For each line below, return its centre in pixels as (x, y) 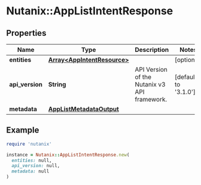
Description (152, 50)
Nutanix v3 (150, 84)
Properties (26, 33)
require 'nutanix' (29, 144)
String (57, 84)
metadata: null (31, 171)
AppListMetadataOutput (84, 109)
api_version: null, (36, 166)
